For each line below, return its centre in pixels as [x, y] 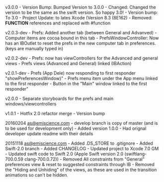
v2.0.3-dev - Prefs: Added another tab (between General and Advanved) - [81, 33]
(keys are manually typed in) [34, 48]
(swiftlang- [136, 154]
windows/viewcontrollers [31, 104]
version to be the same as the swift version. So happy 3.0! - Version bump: [82, 12]
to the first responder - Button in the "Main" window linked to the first [76, 84]
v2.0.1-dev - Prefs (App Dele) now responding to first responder [70, 73]
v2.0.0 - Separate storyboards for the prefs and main [59, 98]
